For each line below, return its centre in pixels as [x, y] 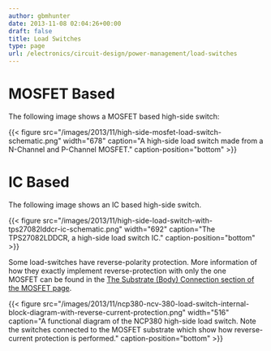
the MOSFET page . [40, 288]
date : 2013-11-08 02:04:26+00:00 [65, 24]
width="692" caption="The [170, 229]
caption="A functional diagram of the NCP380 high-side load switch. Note [133, 321]
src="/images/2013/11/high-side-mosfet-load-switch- [132, 132]
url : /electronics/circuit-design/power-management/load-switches [123, 54]
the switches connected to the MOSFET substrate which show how [120, 329]
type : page [27, 46]
